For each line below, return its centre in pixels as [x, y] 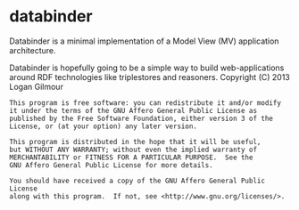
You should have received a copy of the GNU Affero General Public [137, 181]
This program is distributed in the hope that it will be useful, [135, 141]
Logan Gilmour [37, 86]
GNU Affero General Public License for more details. [112, 165]
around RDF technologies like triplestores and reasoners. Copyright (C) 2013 [149, 77]
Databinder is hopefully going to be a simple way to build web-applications [147, 68]
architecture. [33, 50]
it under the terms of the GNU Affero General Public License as [133, 110]
